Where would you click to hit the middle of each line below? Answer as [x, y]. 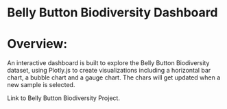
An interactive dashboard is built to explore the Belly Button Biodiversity [108, 63]
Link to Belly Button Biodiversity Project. [63, 98]
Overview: [37, 44]
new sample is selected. [41, 85]
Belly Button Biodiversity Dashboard [112, 13]
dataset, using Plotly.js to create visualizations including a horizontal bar [109, 71]
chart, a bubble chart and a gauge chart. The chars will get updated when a [114, 77]
